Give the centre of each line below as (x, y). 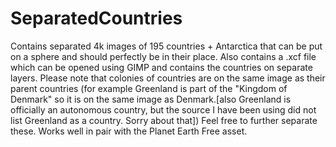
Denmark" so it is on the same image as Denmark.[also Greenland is (151, 99)
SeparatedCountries (96, 18)
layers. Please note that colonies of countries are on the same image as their (168, 78)
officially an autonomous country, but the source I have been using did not (163, 109)
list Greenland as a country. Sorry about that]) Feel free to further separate (164, 120)
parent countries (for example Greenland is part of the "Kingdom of (149, 88)
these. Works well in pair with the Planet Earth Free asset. (129, 131)
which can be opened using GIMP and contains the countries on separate (161, 67)
